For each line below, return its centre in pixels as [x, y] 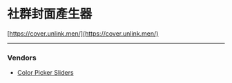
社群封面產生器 [50, 14]
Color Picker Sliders [45, 73]
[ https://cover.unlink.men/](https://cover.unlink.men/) [83, 33]
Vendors [22, 58]
